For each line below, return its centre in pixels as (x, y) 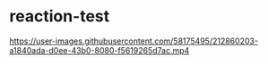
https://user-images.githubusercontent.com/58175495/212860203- (134, 41)
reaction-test (60, 16)
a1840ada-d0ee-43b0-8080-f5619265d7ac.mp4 (99, 50)
